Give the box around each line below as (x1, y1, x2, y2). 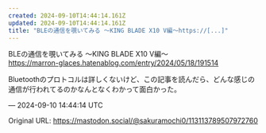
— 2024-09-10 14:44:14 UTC (8, 100, 103, 110)
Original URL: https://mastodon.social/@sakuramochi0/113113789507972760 (8, 116, 258, 126)
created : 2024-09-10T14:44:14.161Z (8, 11, 126, 20)
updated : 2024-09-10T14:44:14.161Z (8, 19, 126, 27)
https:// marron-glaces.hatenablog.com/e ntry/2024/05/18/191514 (8, 58, 219, 68)
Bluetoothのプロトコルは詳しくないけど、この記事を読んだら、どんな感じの (8, 75, 256, 84)
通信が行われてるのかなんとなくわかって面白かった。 (8, 84, 181, 94)
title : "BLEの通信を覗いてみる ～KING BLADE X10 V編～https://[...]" (8, 26, 229, 34)
